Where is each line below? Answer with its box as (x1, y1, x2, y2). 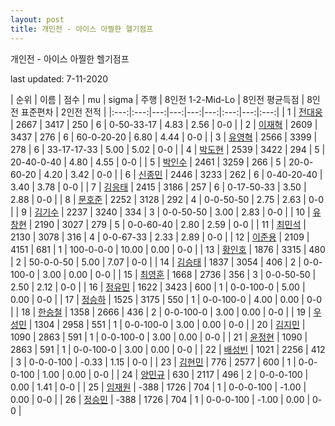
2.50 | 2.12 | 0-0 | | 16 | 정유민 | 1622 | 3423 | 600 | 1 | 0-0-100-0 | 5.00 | (10, 281, 306, 293)
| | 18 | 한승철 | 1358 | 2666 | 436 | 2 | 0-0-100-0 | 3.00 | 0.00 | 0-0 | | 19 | (10, 306, 312, 318)
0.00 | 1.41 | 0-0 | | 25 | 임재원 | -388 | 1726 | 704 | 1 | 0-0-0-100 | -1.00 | (10, 381, 307, 393)
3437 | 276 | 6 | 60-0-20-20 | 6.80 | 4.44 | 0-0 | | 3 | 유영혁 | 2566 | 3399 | (10, 131, 318, 143)
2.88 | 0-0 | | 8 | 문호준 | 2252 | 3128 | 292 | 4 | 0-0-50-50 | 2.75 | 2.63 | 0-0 (10, 193, 325, 205)
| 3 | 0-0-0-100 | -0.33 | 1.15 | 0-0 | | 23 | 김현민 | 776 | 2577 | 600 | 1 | (10, 356, 297, 368)
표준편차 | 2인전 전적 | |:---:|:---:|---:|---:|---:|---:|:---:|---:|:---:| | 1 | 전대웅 (20, 106, 323, 118)
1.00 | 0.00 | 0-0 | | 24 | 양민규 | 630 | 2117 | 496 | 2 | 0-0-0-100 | (42, 368, 309, 380)
